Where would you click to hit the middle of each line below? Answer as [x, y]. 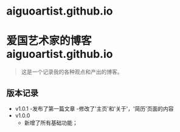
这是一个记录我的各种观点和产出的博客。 [72, 72]
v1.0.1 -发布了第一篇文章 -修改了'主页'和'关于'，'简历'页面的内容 [94, 108]
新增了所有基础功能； [51, 122]
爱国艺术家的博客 [49, 41]
